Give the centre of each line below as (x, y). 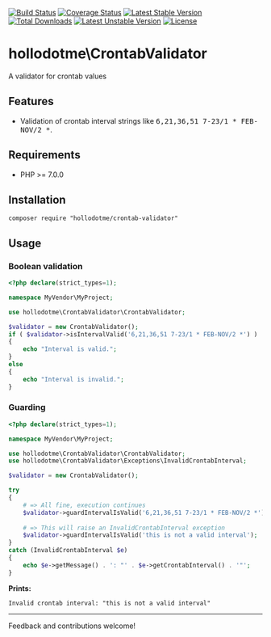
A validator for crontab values (58, 76)
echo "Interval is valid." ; (70, 349)
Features (31, 101)
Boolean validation (46, 266)
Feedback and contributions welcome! (72, 626)
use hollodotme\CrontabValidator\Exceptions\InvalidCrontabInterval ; (128, 461)
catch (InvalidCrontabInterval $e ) (68, 551)
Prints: (20, 588)
